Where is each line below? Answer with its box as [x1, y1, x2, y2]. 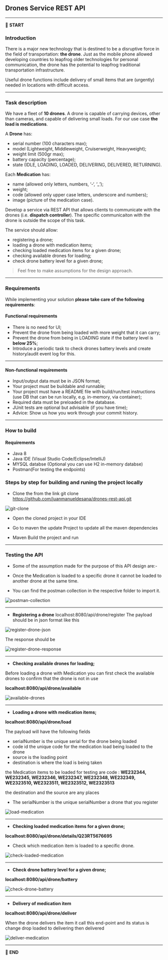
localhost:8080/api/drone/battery [5, 876, 78, 882]
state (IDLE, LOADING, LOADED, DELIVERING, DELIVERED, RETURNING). [12, 162, 162, 168]
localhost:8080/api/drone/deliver [5, 910, 77, 916]
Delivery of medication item [12, 900, 71, 906]
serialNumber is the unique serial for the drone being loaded [12, 738, 137, 744]
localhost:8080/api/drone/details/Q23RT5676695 [5, 832, 112, 839]
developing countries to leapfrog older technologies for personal [5, 56, 138, 62]
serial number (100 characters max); [12, 140, 87, 146]
